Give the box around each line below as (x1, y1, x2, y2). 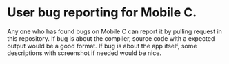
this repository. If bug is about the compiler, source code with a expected (7, 34, 215, 42)
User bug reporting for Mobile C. (7, 5, 197, 20)
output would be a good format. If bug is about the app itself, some (7, 42, 197, 50)
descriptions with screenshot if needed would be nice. (7, 49, 162, 57)
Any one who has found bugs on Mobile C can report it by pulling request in (7, 27, 223, 35)
